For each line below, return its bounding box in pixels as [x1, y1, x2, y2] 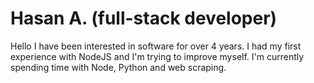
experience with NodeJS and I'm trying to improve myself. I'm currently [10, 50, 305, 62]
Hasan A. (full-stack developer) [10, 7, 278, 30]
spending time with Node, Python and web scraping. [10, 61, 227, 73]
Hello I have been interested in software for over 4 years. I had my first [10, 40, 302, 52]
